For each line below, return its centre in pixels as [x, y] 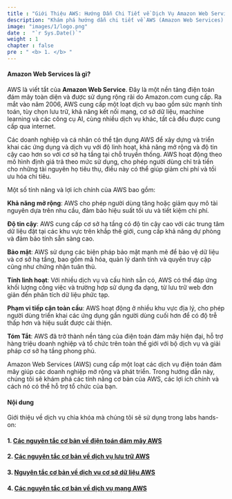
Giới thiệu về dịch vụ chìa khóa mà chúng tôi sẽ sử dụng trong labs [102, 417]
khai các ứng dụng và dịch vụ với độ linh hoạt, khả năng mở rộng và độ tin [112, 147]
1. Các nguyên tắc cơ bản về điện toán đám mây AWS [85, 440]
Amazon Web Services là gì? [49, 74]
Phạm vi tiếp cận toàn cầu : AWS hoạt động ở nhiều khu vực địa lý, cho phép [116, 308]
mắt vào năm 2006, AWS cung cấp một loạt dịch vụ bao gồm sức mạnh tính [115, 104]
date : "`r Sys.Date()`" [44, 33]
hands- [208, 417]
